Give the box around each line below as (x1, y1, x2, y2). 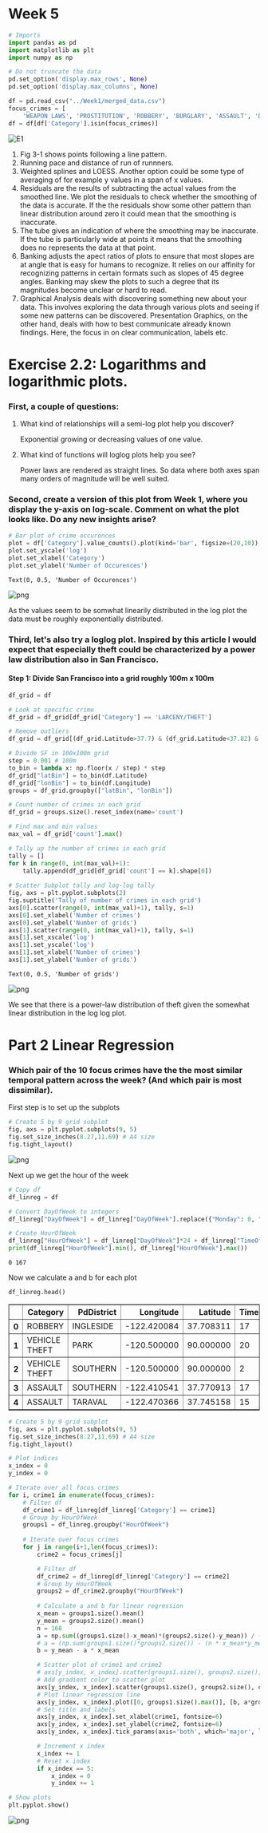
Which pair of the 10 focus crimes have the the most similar (8, 1065, 243, 1076)
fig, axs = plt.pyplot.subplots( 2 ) (8, 889, 127, 897)
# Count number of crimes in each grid (8, 801, 141, 809)
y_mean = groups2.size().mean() (37, 1617, 145, 1625)
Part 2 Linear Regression (8, 1036, 175, 1055)
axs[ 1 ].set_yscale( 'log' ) (8, 941, 94, 949)
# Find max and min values (8, 823, 98, 831)
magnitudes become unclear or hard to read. (19, 285, 167, 295)
